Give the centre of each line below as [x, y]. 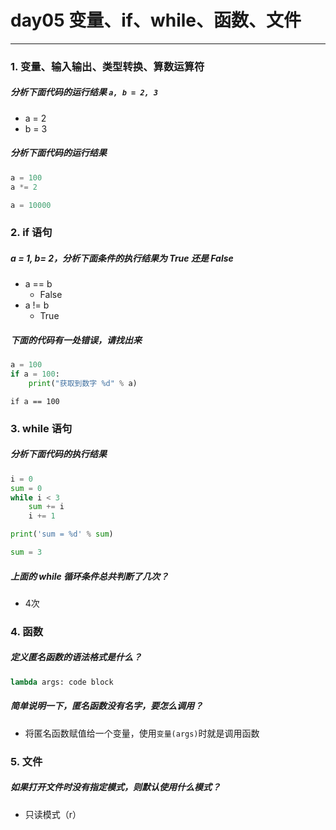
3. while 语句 [41, 428]
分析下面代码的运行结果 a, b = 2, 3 [84, 92]
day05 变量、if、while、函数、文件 [156, 20]
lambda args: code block [62, 682]
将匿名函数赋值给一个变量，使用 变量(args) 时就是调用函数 [142, 733]
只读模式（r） [53, 814]
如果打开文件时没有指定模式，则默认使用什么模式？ [115, 787]
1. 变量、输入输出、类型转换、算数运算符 [107, 66]
